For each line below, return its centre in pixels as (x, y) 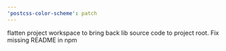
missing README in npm (42, 40)
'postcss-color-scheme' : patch (52, 13)
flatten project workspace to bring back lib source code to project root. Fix (113, 33)
